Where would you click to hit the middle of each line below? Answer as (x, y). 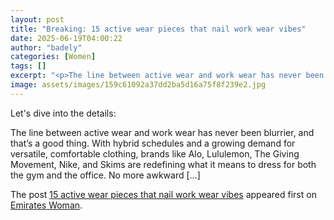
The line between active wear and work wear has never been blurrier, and (162, 132)
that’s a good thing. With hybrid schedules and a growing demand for (153, 143)
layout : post (37, 19)
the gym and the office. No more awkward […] (105, 175)
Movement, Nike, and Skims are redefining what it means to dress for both (163, 164)
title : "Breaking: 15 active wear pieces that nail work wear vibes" (158, 29)
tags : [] (28, 66)
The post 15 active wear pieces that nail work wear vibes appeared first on (163, 194)
